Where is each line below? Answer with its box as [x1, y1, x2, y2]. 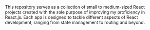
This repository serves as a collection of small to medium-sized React [5, 4, 145, 10]
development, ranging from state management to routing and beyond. [5, 19, 145, 25]
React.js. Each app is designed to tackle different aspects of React [5, 15, 138, 20]
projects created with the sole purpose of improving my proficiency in [5, 9, 145, 15]
